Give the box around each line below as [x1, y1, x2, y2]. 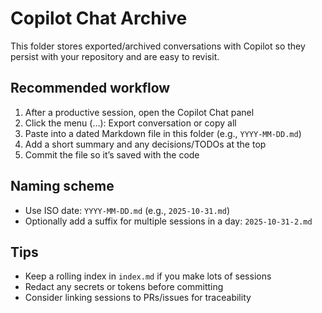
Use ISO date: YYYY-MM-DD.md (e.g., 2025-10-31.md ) [24, 204, 231, 216]
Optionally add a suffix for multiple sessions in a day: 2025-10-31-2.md [24, 215, 313, 227]
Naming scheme [10, 178, 115, 195]
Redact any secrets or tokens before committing [24, 281, 224, 293]
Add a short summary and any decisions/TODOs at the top [24, 138, 267, 150]
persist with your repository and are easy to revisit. [10, 50, 220, 62]
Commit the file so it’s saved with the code [24, 148, 200, 161]
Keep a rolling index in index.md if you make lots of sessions [24, 270, 272, 282]
